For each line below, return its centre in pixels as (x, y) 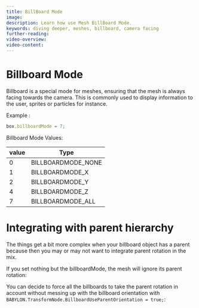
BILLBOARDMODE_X (60, 172)
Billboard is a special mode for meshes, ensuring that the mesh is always (96, 91)
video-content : (25, 45)
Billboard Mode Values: (35, 137)
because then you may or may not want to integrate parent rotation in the (96, 251)
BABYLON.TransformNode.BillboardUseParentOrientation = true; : (86, 299)
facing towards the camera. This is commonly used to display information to (99, 97)
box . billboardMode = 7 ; (36, 126)
